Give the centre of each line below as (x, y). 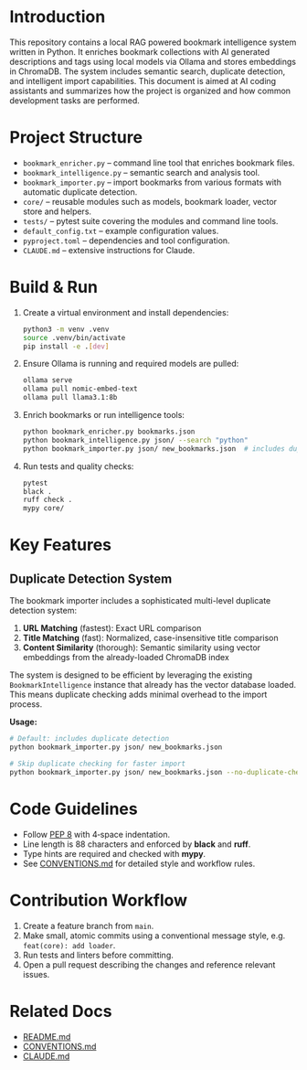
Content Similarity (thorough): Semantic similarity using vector (142, 647)
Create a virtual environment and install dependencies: (126, 312)
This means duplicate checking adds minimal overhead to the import (138, 695)
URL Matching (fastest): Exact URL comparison (112, 628)
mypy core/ (43, 508)
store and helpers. (57, 211)
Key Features (61, 545)
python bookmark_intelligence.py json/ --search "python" (135, 440)
